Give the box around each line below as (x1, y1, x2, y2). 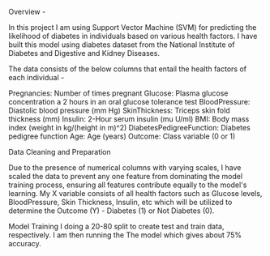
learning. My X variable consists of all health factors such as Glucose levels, (8, 189, 263, 198)
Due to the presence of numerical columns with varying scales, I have (8, 163, 242, 173)
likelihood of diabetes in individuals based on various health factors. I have (8, 32, 258, 41)
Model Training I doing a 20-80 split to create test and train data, (8, 222, 225, 231)
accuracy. (8, 239, 42, 248)
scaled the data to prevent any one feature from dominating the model (8, 172, 243, 181)
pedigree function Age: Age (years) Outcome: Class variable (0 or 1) (8, 131, 236, 141)
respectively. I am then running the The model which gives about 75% (8, 230, 242, 240)
